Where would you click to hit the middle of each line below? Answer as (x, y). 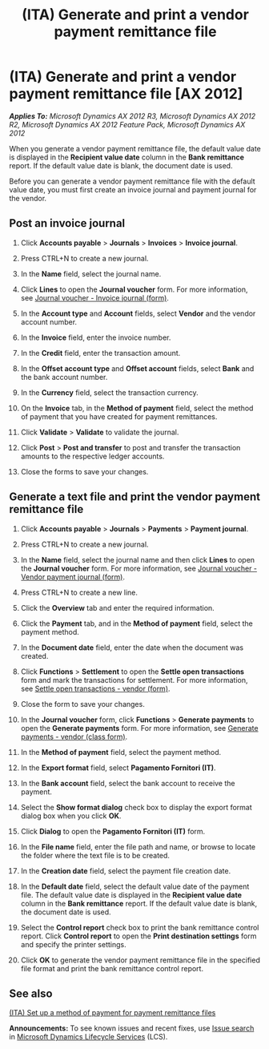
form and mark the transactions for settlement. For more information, (134, 680)
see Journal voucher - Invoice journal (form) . (94, 297)
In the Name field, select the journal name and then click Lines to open (138, 559)
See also (31, 993)
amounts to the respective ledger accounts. (92, 456)
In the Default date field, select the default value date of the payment (135, 886)
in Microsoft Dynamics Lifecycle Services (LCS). (88, 1037)
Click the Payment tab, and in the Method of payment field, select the (137, 623)
